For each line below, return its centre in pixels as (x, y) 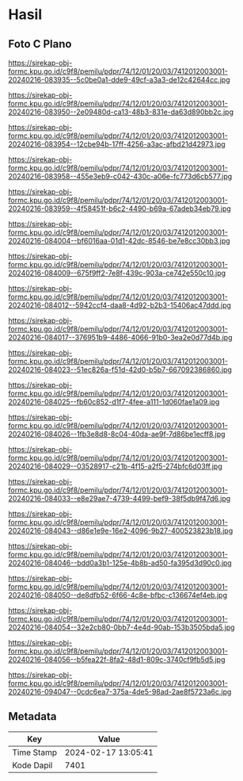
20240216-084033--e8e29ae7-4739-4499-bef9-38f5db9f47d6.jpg (120, 498)
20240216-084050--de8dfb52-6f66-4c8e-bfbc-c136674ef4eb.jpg (118, 595)
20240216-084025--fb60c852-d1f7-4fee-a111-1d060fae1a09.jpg (114, 402)
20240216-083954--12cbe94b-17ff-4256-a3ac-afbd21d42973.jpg (117, 144)
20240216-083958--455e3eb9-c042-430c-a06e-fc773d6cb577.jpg (120, 176)
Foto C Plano (40, 44)
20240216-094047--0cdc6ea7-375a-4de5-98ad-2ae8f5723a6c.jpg (120, 692)
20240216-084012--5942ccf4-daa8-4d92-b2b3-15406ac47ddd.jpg (120, 305)
